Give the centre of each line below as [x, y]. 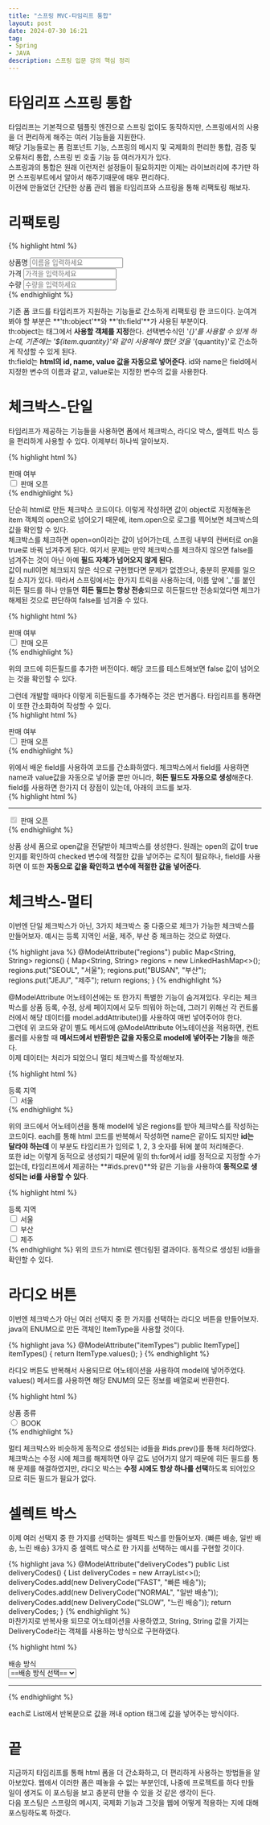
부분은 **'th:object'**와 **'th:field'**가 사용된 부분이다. [120, 321]
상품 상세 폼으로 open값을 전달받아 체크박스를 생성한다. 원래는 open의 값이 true [133, 846]
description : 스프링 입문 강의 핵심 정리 [70, 61]
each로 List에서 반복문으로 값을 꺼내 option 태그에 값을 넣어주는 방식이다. [124, 1713]
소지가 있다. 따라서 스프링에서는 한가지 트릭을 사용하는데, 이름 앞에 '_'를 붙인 [136, 580]
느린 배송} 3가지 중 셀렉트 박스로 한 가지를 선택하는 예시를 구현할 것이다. [132, 1548]
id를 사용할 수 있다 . [59, 1176]
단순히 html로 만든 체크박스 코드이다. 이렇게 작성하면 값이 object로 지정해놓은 [130, 509]
